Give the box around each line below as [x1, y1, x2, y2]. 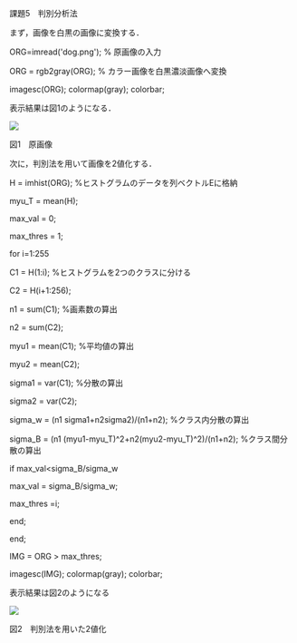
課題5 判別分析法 [9, 8, 79, 18]
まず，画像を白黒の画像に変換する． [9, 27, 145, 38]
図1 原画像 [9, 139, 53, 150]
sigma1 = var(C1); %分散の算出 [9, 377, 124, 388]
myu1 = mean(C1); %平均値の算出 [9, 341, 134, 351]
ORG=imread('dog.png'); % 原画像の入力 [9, 46, 162, 57]
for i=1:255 [9, 248, 50, 258]
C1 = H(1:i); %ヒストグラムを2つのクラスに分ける [9, 267, 192, 278]
